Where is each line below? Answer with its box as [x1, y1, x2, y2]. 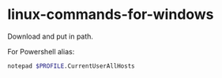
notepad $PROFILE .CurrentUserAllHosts [7, 61, 135, 70]
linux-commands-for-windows [7, 6, 214, 24]
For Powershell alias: [7, 46, 75, 56]
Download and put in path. [7, 32, 94, 41]
